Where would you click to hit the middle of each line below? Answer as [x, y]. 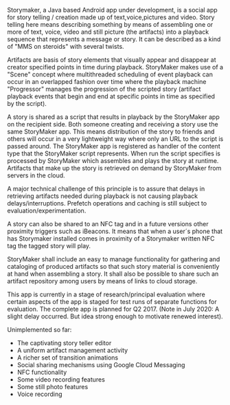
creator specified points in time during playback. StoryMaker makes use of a [115, 67]
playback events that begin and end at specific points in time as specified [111, 96]
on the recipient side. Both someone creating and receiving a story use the [113, 124]
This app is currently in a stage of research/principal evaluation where [106, 294]
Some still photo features [53, 387]
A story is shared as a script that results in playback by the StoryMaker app [113, 117]
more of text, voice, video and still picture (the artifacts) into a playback [108, 32]
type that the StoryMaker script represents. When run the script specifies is [114, 153]
